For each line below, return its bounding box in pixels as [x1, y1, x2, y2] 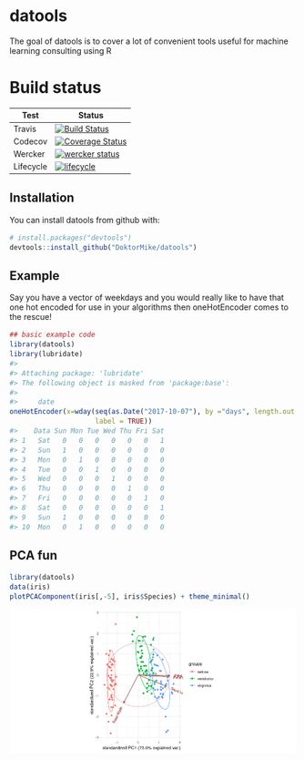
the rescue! [9, 312, 53, 323]
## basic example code [9, 330, 96, 340]
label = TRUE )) [95, 416, 153, 426]
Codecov [13, 136, 48, 147]
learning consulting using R [9, 45, 112, 56]
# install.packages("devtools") [9, 233, 132, 242]
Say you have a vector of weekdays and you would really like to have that [9, 293, 285, 303]
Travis [13, 123, 36, 134]
